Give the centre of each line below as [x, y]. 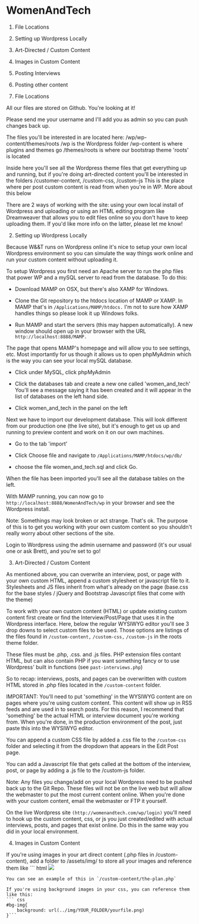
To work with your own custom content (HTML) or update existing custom [97, 611]
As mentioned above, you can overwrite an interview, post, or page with [94, 574]
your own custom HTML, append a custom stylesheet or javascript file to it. [98, 580]
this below [19, 193]
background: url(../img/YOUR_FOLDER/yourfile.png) [81, 910]
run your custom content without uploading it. [62, 259]
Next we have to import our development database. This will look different [97, 419]
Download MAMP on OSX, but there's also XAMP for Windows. [92, 289]
